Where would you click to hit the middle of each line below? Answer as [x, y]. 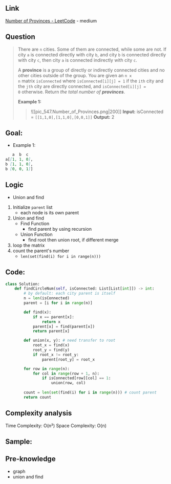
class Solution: [23, 284]
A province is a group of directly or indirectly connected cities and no [91, 70]
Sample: [19, 442]
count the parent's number [41, 251]
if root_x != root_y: [56, 355]
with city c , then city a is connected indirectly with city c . [77, 60]
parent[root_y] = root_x [68, 359]
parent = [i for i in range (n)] [58, 303]
